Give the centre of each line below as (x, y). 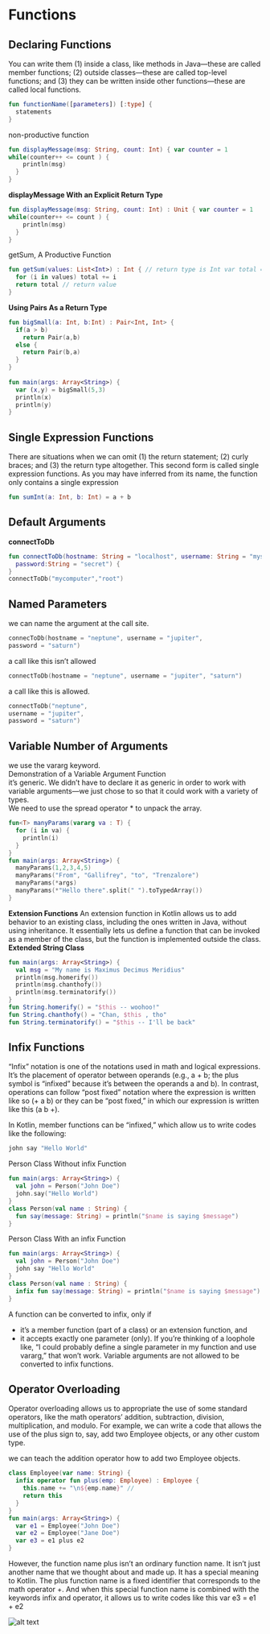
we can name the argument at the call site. (79, 624)
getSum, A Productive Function (60, 255)
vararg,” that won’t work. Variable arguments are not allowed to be (129, 1355)
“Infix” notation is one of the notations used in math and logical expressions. (135, 1067)
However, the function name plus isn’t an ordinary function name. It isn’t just (135, 1563)
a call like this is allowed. (49, 691)
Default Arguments (57, 523)
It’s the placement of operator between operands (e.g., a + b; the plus (124, 1075)
